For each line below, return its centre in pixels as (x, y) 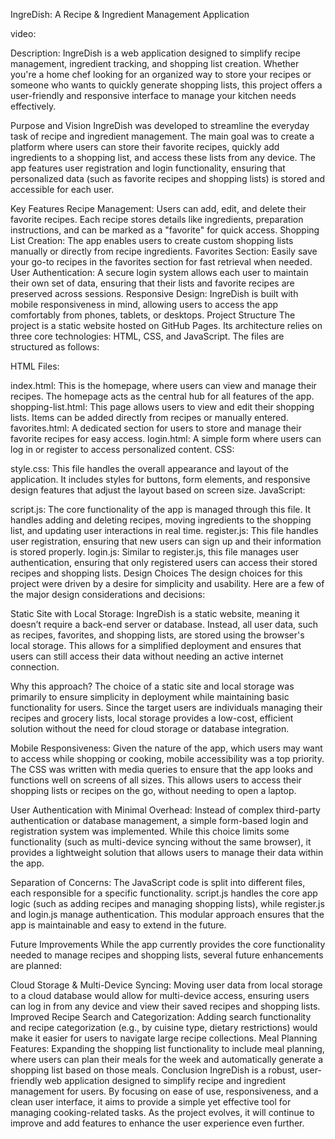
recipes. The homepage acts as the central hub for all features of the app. (162, 396)
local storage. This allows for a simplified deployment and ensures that (156, 645)
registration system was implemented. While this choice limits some (150, 831)
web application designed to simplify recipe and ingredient (165, 1080)
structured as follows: (55, 347)
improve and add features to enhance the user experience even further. (157, 1123)
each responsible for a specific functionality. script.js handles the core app (164, 893)
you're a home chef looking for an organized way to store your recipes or (161, 74)
